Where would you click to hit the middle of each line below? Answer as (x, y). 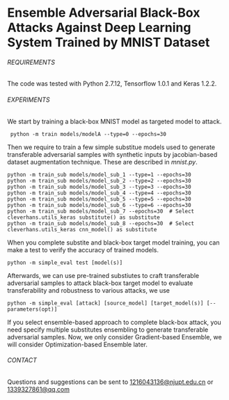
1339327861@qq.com (38, 389)
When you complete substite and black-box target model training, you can (113, 243)
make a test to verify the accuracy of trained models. (83, 249)
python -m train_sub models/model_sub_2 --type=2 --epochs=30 (99, 180)
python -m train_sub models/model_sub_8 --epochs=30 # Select (101, 223)
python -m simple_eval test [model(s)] (65, 263)
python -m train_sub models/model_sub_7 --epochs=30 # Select (101, 211)
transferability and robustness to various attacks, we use (89, 290)
